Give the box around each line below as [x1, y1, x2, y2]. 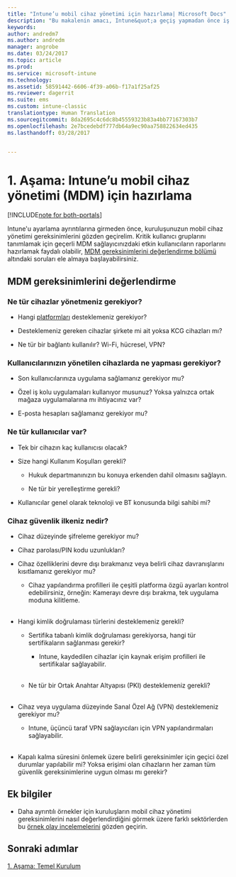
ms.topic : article [7, 57, 62, 64]
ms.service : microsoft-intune [7, 70, 97, 77]
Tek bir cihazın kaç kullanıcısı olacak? [17, 443, 128, 452]
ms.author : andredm [7, 37, 65, 44]
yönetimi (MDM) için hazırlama [7, 187, 193, 203]
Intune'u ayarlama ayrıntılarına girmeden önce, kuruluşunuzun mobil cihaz [7, 224, 223, 233]
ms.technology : [7, 76, 52, 84]
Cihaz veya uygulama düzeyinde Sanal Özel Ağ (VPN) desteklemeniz [17, 702, 219, 711]
